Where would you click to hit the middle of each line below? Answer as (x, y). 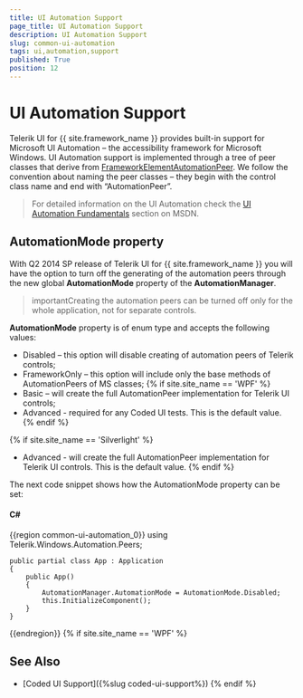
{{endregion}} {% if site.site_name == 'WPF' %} (99, 633)
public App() (50, 577)
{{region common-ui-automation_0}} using (89, 534)
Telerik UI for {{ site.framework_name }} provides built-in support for (137, 138)
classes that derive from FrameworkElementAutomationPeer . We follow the (149, 167)
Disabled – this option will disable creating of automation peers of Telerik (158, 355)
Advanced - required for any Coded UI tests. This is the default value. (152, 412)
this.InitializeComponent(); (97, 600)
